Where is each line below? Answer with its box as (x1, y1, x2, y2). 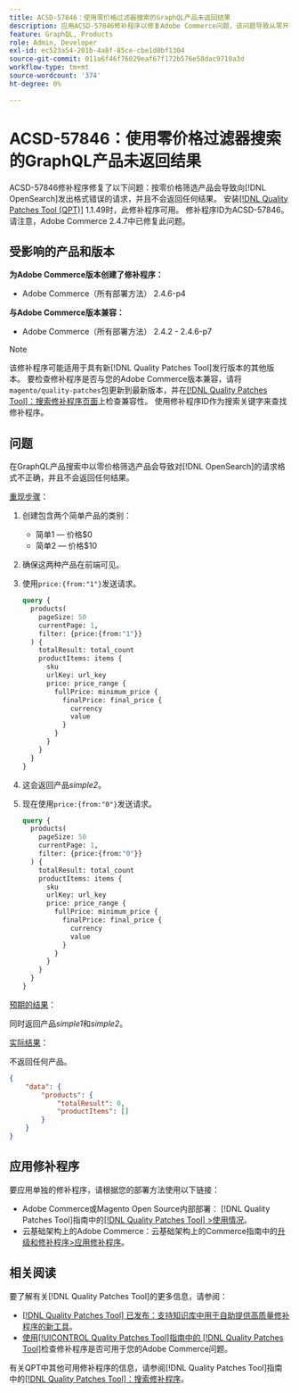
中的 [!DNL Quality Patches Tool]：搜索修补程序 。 (9, 1373, 190, 1384)
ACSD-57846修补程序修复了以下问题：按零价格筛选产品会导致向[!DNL (9, 182, 267, 193)
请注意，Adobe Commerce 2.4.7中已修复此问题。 (9, 215, 190, 226)
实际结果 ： (9, 1037, 49, 1048)
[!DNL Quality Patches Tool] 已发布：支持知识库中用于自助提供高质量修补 (21, 1309, 290, 1321)
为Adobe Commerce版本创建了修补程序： (9, 269, 164, 280)
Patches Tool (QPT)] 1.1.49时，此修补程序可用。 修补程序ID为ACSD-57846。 (9, 204, 289, 215)
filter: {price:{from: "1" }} (38, 629, 142, 638)
